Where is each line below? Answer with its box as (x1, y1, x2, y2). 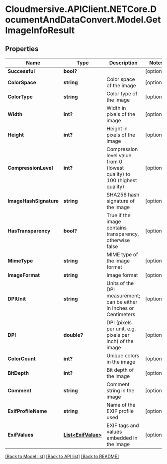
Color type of (106, 90, 138, 97)
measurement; (106, 292, 141, 299)
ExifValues (7, 432, 34, 438)
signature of (106, 198, 135, 204)
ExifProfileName (7, 408, 47, 415)
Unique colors (106, 352, 140, 359)
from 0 (106, 158, 123, 165)
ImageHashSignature (7, 198, 59, 204)
